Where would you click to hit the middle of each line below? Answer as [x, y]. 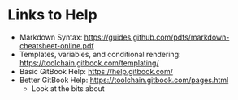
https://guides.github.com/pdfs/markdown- [157, 37]
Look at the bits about [68, 88]
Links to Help [53, 15]
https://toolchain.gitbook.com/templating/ [89, 63]
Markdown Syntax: [51, 37]
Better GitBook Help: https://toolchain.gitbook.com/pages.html [124, 80]
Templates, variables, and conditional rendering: [100, 54]
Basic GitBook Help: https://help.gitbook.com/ [96, 71]
